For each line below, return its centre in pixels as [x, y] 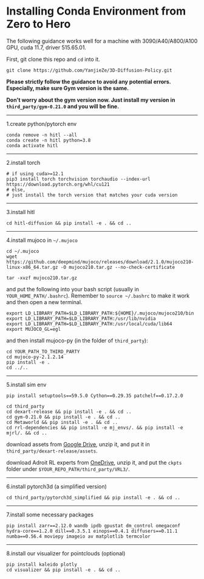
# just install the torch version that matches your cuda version [92, 195]
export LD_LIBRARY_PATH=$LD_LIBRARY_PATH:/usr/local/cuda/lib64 [89, 324]
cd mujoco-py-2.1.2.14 [35, 357]
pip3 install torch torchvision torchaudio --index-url [78, 179]
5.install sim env [26, 384]
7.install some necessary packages [50, 515]
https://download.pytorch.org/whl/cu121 [58, 184]
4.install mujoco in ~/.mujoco [42, 240]
